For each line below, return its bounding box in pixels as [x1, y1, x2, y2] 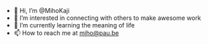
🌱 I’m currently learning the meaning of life [13, 21, 135, 29]
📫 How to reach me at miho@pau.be [13, 29, 119, 37]
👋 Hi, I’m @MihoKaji [13, 7, 70, 14]
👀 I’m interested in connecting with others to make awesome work [13, 14, 201, 22]
